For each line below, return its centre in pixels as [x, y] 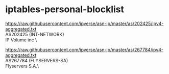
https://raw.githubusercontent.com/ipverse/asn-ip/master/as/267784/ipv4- [84, 50]
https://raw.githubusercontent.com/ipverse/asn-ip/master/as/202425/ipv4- [84, 23]
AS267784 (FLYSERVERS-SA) [37, 60]
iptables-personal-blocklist [65, 9]
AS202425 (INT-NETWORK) [35, 34]
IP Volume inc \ [21, 40]
